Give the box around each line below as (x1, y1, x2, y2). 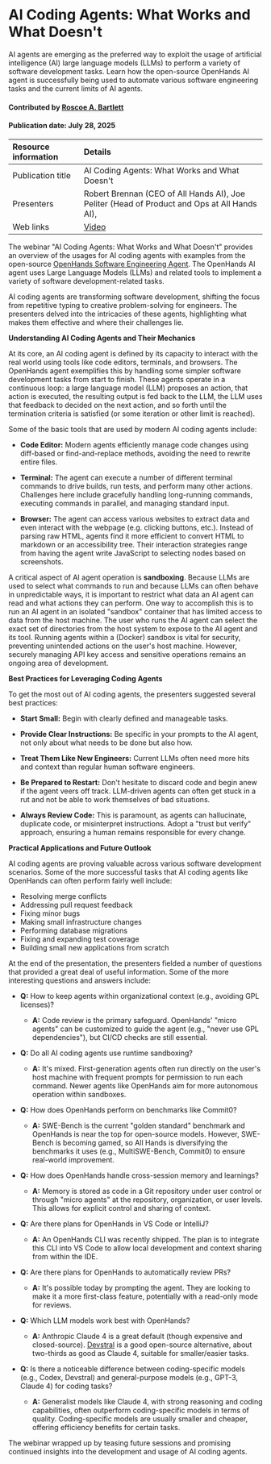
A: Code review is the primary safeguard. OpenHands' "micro (31, 1015, 237, 1025)
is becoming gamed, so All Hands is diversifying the (55, 1138, 228, 1147)
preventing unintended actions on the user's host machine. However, (8, 641, 238, 651)
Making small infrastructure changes (19, 917, 143, 926)
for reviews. (31, 1300, 72, 1309)
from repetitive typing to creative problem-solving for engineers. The (8, 300, 238, 310)
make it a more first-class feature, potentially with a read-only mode (31, 1291, 258, 1301)
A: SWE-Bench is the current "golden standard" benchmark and (31, 1121, 246, 1130)
